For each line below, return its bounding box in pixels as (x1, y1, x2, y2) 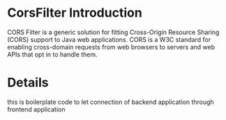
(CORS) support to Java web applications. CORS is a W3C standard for (7, 35, 211, 43)
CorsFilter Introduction (7, 5, 143, 21)
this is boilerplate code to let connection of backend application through (7, 98, 214, 106)
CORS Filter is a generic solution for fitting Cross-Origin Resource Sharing (7, 28, 220, 36)
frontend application (7, 105, 66, 113)
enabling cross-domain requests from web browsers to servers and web (7, 43, 215, 51)
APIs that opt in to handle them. (7, 50, 98, 59)
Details (7, 75, 49, 91)
